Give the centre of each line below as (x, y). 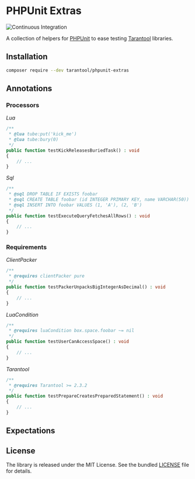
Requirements (27, 247)
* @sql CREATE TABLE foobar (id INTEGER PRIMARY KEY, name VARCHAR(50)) (99, 200)
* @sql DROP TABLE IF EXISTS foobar (53, 194)
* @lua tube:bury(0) (34, 140)
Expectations (31, 431)
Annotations (29, 89)
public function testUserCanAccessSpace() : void (68, 342)
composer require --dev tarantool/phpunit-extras (68, 70)
